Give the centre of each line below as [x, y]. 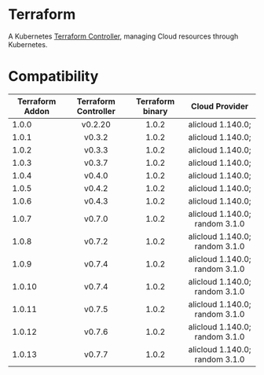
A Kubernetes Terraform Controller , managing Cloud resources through [123, 36]
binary [155, 111]
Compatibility [53, 77]
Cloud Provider [220, 106]
